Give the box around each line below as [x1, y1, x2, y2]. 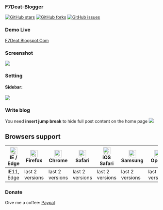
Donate [5, 189, 23, 195]
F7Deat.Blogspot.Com [5, 37, 49, 43]
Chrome [49, 157, 68, 164]
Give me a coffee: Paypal [5, 200, 55, 206]
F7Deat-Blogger [5, 3, 44, 10]
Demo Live [5, 27, 31, 33]
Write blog [5, 106, 31, 113]
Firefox [26, 157, 43, 164]
